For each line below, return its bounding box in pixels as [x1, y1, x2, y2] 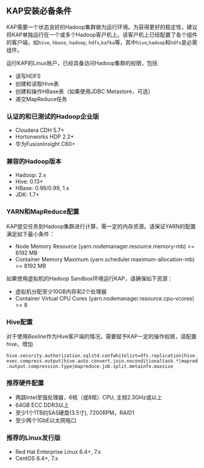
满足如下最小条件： [6, 230, 55, 237]
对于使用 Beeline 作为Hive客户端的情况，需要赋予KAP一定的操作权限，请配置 [6, 333, 197, 340]
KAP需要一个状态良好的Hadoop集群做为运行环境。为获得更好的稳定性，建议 [6, 23, 198, 31]
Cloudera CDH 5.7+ [15, 126, 65, 134]
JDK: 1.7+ [15, 191, 40, 198]
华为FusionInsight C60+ [15, 140, 76, 148]
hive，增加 [6, 340, 34, 348]
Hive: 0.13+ [15, 178, 44, 185]
